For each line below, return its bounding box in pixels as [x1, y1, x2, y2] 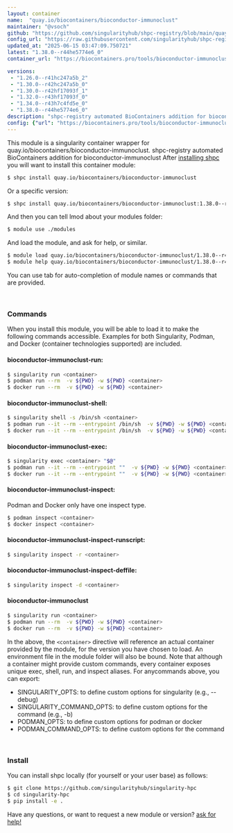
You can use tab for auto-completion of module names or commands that [7, 271, 217, 279]
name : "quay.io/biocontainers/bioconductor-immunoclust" [7, 17, 178, 24]
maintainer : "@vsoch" [7, 23, 70, 30]
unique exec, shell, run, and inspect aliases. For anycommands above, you [7, 667, 220, 675]
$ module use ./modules [7, 226, 76, 233]
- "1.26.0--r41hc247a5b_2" [10, 74, 89, 81]
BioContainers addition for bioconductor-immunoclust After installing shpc [7, 153, 220, 162]
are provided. [7, 278, 46, 287]
